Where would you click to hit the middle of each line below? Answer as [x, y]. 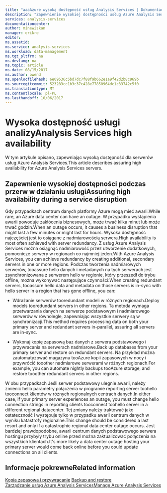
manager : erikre [22, 33]
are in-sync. [25, 332]
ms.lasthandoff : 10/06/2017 [34, 98]
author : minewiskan [25, 28]
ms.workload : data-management [37, 51]
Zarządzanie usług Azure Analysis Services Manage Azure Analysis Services [83, 485]
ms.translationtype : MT [30, 88]
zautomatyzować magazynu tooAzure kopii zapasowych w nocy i [79, 358]
